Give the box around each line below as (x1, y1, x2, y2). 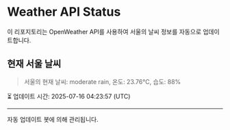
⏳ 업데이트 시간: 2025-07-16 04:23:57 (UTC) (7, 92, 131, 100)
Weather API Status (7, 4, 121, 20)
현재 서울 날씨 (7, 58, 62, 70)
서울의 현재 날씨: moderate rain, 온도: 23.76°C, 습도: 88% (23, 77, 181, 86)
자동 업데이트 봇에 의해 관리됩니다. (7, 115, 99, 123)
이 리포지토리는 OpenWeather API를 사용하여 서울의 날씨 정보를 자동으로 (7, 27, 202, 36)
